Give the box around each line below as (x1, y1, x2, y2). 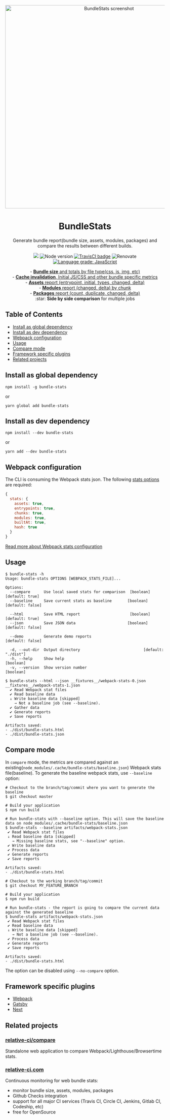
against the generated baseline (5, 910, 73, 915)
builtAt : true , (14, 520, 47, 525)
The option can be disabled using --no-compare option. (5, 967, 119, 974)
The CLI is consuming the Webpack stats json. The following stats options (5, 476, 159, 482)
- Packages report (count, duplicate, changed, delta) (30, 290, 140, 296)
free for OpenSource (12, 1109, 56, 1115)
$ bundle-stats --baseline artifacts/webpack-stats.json (5, 825, 128, 830)
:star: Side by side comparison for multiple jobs (35, 295, 135, 301)
